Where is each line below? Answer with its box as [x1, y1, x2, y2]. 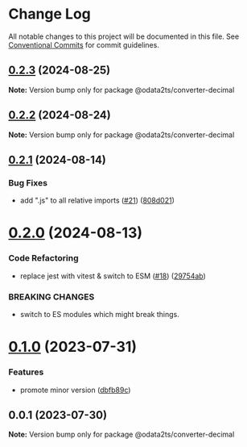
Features [8, 366, 44, 378]
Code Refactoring [8, 253, 79, 264]
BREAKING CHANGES [8, 291, 95, 303]
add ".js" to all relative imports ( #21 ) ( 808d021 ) [19, 195, 175, 206]
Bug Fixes [8, 177, 48, 188]
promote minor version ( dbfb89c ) [19, 385, 131, 395]
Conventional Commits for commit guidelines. [8, 40, 159, 49]
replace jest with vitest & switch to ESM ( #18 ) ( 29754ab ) [19, 271, 207, 281]
